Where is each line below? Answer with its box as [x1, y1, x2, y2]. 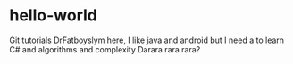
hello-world [9, 5, 98, 26]
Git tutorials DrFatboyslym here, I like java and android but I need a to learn [9, 35, 284, 45]
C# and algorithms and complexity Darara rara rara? [9, 44, 201, 54]
